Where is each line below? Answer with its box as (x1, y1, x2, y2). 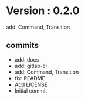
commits (6, 40, 39, 50)
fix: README (14, 74, 46, 81)
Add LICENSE (14, 81, 48, 88)
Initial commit (14, 87, 47, 94)
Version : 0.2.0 (6, 4, 80, 18)
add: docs (14, 56, 39, 63)
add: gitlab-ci (14, 62, 47, 69)
